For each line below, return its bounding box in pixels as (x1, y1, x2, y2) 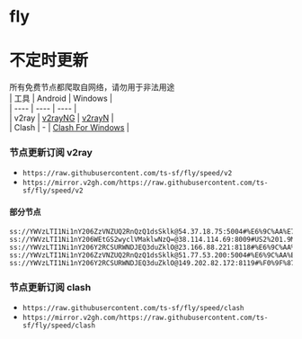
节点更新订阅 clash (9, 281, 92, 293)
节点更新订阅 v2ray (9, 147, 93, 159)
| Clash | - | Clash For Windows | (9, 122, 130, 133)
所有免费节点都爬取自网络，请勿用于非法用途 (9, 82, 175, 93)
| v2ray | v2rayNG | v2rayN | (9, 112, 114, 123)
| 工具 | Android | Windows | (9, 93, 113, 104)
